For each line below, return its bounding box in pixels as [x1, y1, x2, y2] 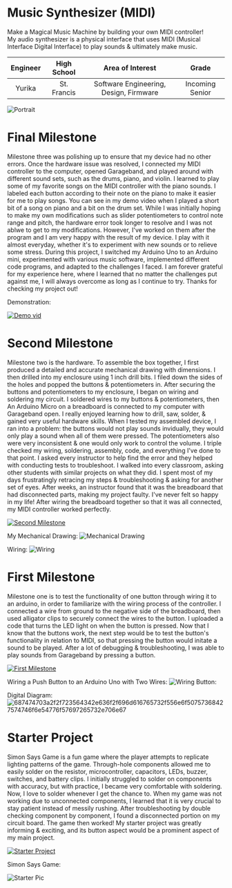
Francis [51, 88, 76, 97]
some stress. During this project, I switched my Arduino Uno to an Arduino [7, 247, 218, 256]
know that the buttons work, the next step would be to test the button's [7, 628, 209, 637]
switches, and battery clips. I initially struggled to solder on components [7, 775, 212, 783]
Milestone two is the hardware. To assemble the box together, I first [7, 358, 199, 367]
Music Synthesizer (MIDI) [7, 5, 156, 21]
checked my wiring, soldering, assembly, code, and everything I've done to [7, 446, 221, 454]
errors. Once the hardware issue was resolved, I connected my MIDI [7, 160, 201, 168]
